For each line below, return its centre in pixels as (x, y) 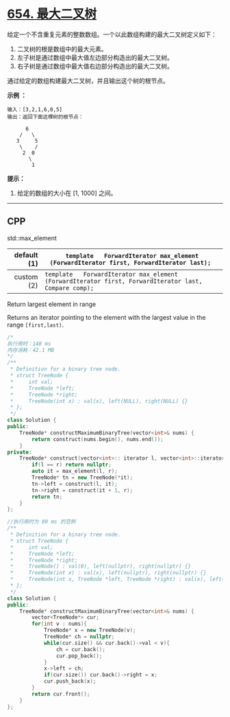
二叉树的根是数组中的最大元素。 (62, 49)
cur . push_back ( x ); (70, 681)
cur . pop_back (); (79, 656)
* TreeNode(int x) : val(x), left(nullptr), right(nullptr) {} (108, 573)
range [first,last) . (36, 325)
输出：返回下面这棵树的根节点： (46, 117)
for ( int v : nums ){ (60, 624)
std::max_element (32, 238)
